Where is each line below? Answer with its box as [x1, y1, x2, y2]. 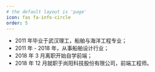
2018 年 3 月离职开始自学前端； [14, 52, 93, 59]
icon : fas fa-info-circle [6, 14, 71, 20]
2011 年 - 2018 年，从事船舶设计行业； [14, 44, 110, 52]
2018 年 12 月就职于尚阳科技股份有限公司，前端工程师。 [14, 59, 153, 67]
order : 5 [6, 20, 28, 26]
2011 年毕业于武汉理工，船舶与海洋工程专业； [14, 37, 127, 44]
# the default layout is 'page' [6, 8, 87, 15]
